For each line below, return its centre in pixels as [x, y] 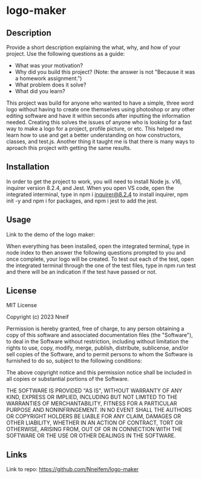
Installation [28, 167]
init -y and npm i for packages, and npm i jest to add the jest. [82, 201]
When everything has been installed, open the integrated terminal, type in [98, 246]
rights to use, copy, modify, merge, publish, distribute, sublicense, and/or [97, 348]
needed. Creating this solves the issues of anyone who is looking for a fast [99, 122]
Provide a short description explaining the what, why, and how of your [93, 47]
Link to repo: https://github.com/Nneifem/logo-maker [73, 469]
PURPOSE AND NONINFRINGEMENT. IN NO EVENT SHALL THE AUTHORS [99, 410]
